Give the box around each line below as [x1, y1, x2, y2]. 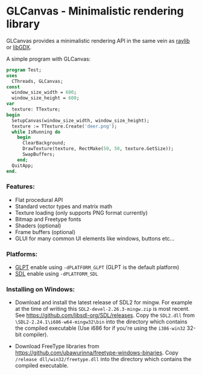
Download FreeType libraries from [14, 343, 99, 350]
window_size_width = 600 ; [11, 90, 77, 96]
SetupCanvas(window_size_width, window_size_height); [11, 117, 150, 123]
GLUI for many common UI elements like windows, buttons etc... [14, 235, 175, 242]
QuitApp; [11, 162, 34, 169]
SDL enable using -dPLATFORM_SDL [14, 270, 98, 278]
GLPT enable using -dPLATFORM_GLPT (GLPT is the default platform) [14, 264, 180, 271]
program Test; [6, 67, 42, 73]
